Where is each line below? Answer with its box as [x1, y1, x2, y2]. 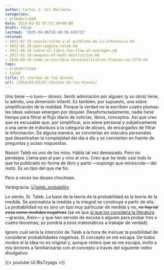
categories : [5, 12, 29, 17]
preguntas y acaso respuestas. [5, 140, 68, 146]
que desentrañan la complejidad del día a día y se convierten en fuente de [5, 135, 155, 141]
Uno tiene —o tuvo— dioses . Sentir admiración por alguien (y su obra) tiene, [5, 93, 159, 99]
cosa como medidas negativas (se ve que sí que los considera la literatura [5, 209, 155, 215]
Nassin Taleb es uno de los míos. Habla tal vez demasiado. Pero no [5, 150, 141, 156]
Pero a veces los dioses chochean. [5, 175, 76, 180]
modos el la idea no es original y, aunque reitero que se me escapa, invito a [5, 239, 157, 245]
